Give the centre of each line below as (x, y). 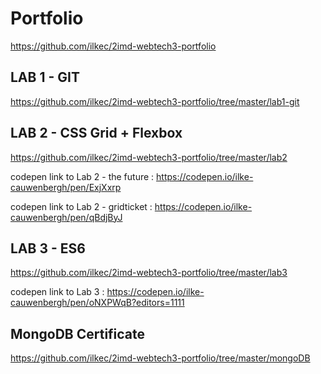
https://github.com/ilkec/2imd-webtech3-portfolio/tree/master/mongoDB (160, 358)
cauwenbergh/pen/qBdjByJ (66, 217)
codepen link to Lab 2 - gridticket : (81, 206)
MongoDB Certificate (78, 333)
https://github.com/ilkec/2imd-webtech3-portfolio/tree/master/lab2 (149, 157)
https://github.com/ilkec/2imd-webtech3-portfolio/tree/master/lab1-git (155, 101)
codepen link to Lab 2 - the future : (82, 176)
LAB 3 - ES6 (48, 248)
